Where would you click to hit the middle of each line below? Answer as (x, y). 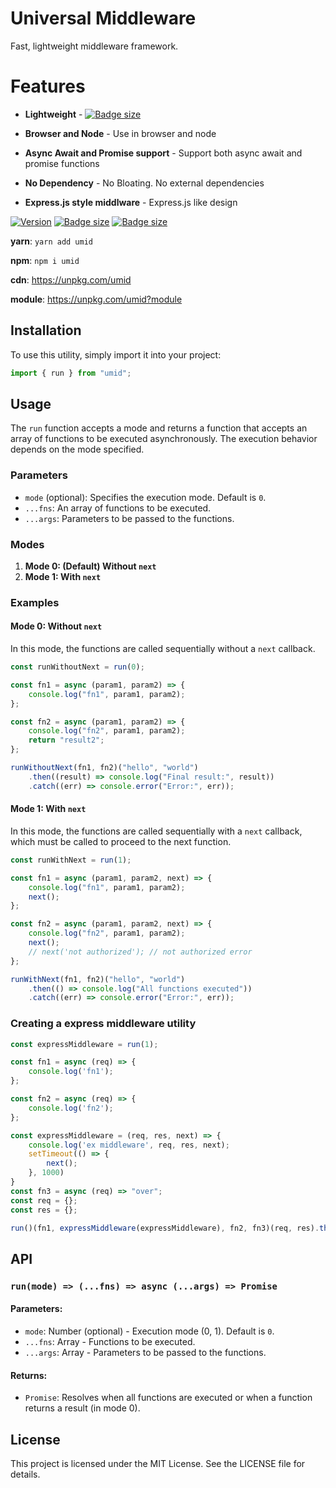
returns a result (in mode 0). (82, 1408)
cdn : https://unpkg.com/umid (71, 279)
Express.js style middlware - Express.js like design (131, 202)
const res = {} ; (44, 1210)
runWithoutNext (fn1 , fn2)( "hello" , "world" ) (104, 768)
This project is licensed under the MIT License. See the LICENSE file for (158, 1463)
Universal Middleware (103, 18)
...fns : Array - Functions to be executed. (110, 1341)
